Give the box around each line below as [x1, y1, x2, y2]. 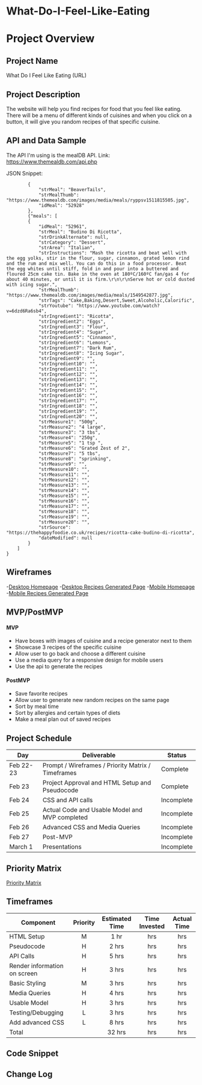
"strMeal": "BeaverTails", [38, 186, 106, 192]
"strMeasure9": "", [38, 461, 87, 467]
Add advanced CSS [9, 1018, 64, 1026]
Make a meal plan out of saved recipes [14, 716, 111, 723]
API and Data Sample [6, 136, 87, 146]
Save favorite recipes [14, 690, 68, 697]
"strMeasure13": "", [38, 482, 90, 488]
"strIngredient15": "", [38, 387, 98, 393]
